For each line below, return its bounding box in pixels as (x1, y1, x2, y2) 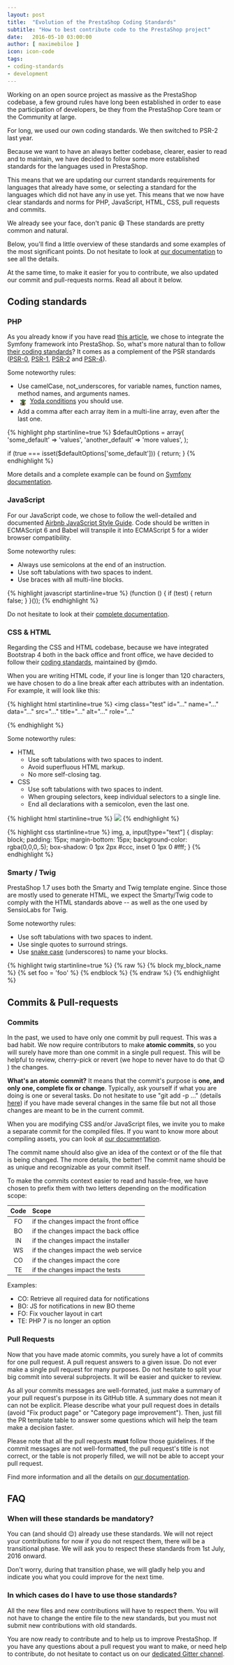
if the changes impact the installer (32, 1237, 130, 1245)
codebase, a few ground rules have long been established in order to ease (7, 98, 221, 106)
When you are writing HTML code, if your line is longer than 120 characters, (7, 671, 226, 679)
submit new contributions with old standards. (7, 1621, 138, 1629)
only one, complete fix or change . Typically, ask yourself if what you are (7, 1083, 217, 1092)
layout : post (7, 11, 45, 18)
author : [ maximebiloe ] (7, 41, 80, 48)
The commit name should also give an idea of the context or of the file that (7, 1148, 222, 1156)
